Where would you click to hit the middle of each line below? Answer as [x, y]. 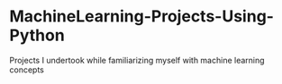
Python [37, 35]
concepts [27, 70]
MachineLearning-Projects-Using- [142, 17]
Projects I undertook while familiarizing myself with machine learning [137, 60]
